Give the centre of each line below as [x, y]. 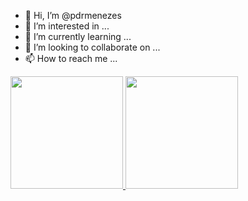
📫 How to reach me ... [71, 58]
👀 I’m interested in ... [67, 26]
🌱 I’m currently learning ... [78, 36]
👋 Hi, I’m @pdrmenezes [73, 15]
